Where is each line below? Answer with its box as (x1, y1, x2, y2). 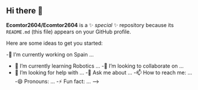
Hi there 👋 (6, 6, 43, 16)
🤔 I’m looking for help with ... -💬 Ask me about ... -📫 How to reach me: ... (14, 69, 193, 76)
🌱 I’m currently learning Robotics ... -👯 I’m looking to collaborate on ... (14, 62, 184, 69)
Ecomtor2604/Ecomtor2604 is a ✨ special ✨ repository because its (6, 21, 174, 28)
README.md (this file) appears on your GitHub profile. (6, 28, 131, 35)
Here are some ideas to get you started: (6, 39, 103, 46)
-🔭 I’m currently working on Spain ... (6, 51, 94, 58)
